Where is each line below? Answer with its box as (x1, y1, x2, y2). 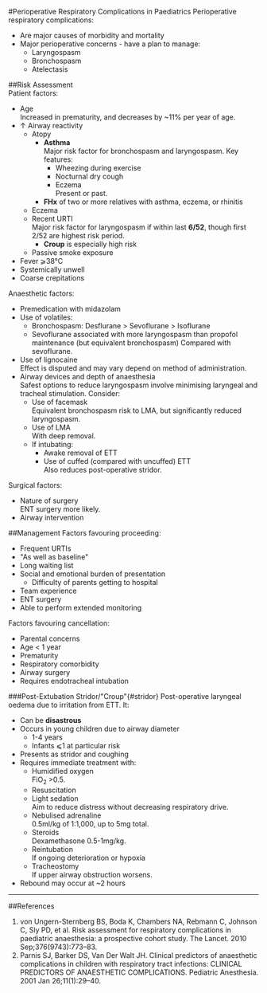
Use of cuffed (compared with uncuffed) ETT (43, 457, 192, 465)
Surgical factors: (8, 481, 62, 489)
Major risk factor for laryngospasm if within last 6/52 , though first (31, 222, 246, 232)
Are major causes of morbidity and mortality (19, 31, 164, 40)
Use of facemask (31, 398, 88, 406)
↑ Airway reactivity (19, 121, 83, 130)
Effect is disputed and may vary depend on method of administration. (19, 363, 247, 373)
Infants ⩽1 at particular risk (31, 741, 121, 750)
